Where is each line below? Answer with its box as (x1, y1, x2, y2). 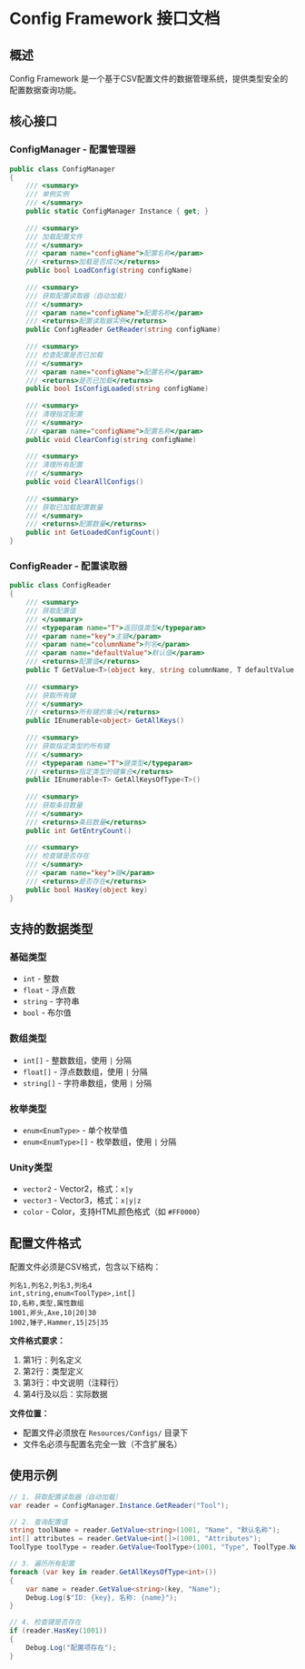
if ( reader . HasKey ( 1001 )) (9, 1626, 107, 1635)
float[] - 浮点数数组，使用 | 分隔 (22, 1066, 148, 1077)
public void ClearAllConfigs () (25, 478, 144, 487)
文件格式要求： (9, 1335, 65, 1346)
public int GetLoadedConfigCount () (25, 528, 161, 538)
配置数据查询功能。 (9, 85, 82, 96)
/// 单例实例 (25, 190, 70, 199)
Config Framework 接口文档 (9, 8, 221, 29)
